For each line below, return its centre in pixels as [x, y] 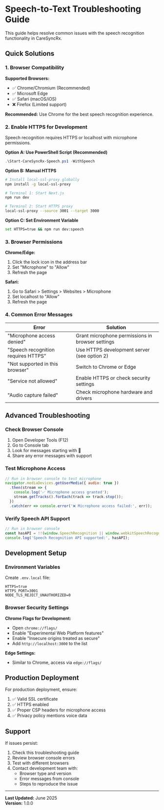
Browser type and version [45, 774]
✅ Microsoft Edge [30, 93]
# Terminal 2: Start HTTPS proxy [39, 206]
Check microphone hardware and [114, 392]
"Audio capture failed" [33, 395]
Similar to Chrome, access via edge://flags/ [57, 662]
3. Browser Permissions [34, 242]
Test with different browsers [41, 763]
